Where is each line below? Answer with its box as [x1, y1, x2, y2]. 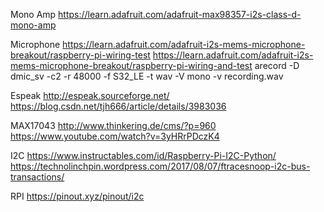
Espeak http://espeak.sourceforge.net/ [10, 90, 170, 101]
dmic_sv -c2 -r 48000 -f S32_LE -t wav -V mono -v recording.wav [10, 70, 284, 82]
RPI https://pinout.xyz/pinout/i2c [10, 190, 145, 202]
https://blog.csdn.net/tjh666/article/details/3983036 [10, 100, 227, 112]
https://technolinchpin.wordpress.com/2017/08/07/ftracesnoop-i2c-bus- [10, 160, 311, 172]
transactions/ [10, 171, 65, 183]
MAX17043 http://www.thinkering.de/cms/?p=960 [10, 120, 217, 131]
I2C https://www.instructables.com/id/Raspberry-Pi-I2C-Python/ [10, 150, 277, 161]
